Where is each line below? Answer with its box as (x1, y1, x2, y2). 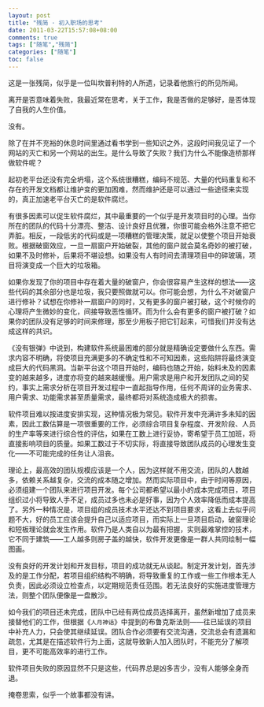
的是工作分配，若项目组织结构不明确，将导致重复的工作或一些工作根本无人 (14, 571, 256, 580)
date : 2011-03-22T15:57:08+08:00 (8, 26, 118, 34)
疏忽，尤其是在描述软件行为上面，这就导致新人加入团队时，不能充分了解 (8, 636, 242, 646)
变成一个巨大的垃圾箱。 (28, 260, 104, 270)
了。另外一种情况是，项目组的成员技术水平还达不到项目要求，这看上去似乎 (8, 504, 249, 514)
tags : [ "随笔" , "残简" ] (8, 41, 78, 49)
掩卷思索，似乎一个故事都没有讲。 (8, 690, 119, 699)
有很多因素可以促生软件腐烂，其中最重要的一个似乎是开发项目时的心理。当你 (8, 210, 256, 221)
